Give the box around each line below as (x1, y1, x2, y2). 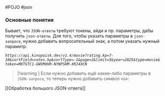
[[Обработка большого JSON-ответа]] (5, 85, 85, 91)
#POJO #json (5, 4, 33, 10)
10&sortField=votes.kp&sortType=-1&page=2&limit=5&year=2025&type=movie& (5, 57, 161, 62)
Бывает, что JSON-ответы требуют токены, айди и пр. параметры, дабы (5, 28, 154, 34)
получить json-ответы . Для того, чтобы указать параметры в (5, 33, 133, 39)
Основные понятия (5, 16, 54, 23)
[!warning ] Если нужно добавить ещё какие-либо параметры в (17, 70, 151, 76)
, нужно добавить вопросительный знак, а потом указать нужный (20, 38, 160, 44)
